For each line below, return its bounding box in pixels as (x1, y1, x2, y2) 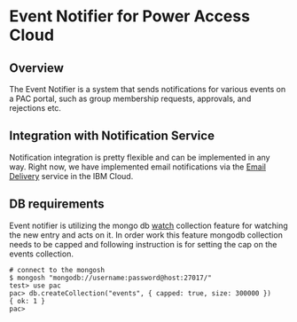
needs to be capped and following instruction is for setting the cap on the (9, 239, 277, 249)
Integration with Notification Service (9, 129, 215, 144)
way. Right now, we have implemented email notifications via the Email (9, 161, 266, 172)
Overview (9, 60, 65, 75)
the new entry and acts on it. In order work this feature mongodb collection (9, 229, 284, 240)
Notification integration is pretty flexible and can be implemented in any (9, 152, 270, 162)
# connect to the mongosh (9, 265, 105, 274)
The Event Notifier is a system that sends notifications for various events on (9, 84, 286, 94)
